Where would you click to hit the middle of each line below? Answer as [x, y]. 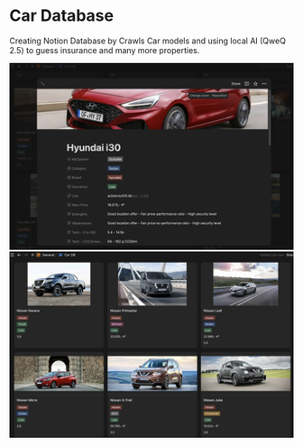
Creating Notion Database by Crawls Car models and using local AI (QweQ [148, 41]
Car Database [62, 16]
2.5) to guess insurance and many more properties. [105, 50]
